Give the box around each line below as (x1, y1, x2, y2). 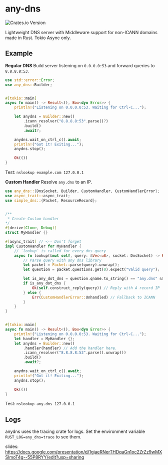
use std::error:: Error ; (5, 77, 55, 83)
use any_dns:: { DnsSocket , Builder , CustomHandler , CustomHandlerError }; (5, 189, 160, 194)
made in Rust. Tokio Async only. (5, 35, 71, 41)
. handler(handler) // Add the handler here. (23, 346, 117, 351)
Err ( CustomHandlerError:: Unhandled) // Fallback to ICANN (31, 294, 155, 300)
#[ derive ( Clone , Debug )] (5, 225, 57, 231)
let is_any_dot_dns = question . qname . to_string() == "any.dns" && (23, 276, 164, 281)
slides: (5, 443, 19, 449)
